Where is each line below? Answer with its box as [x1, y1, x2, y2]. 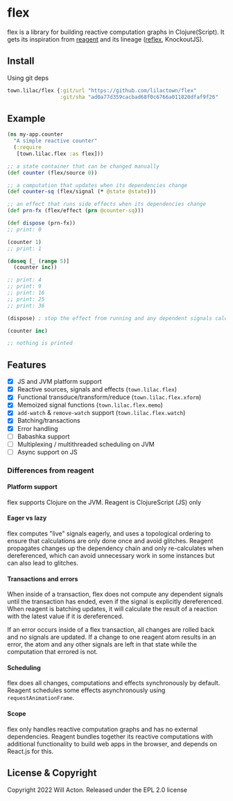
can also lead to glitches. [7, 559, 78, 567]
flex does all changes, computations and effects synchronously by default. [7, 679, 221, 687]
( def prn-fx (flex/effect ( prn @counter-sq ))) [7, 207, 144, 214]
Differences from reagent [7, 466, 95, 475]
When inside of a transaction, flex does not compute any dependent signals [7, 590, 223, 599]
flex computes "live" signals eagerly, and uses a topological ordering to [7, 529, 212, 538]
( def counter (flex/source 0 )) [7, 169, 98, 176]
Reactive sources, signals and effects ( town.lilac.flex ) [17, 385, 177, 394]
